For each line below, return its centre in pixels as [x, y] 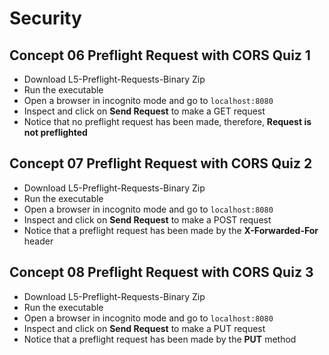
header [38, 241]
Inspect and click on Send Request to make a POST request [147, 219]
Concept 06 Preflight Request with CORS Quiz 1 [160, 55]
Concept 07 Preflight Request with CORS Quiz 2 [161, 163]
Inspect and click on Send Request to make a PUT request [144, 328]
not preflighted [55, 132]
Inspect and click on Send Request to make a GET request [144, 111]
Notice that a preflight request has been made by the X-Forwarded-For [171, 230]
